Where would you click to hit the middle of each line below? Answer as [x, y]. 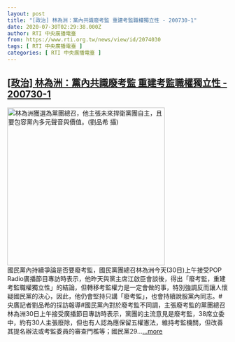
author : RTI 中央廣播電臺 [42, 33]
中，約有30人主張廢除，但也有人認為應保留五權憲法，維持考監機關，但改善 [115, 322]
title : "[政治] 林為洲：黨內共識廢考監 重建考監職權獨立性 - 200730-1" [102, 20]
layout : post [26, 14]
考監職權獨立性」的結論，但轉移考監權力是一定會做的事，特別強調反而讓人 [114, 287]
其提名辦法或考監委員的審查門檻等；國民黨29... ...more [85, 331]
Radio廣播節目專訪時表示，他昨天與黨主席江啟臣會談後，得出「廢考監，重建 [116, 278]
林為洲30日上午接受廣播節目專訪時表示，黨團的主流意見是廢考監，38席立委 [116, 313]
